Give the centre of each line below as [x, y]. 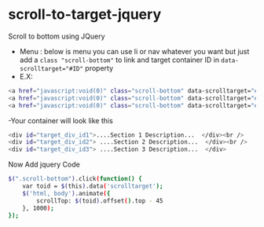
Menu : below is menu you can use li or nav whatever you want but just [134, 51]
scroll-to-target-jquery [85, 15]
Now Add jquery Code [44, 165]
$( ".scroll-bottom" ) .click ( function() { [75, 179]
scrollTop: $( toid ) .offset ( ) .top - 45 [100, 201]
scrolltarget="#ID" [51, 68]
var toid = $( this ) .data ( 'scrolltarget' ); [93, 186]
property [99, 68]
